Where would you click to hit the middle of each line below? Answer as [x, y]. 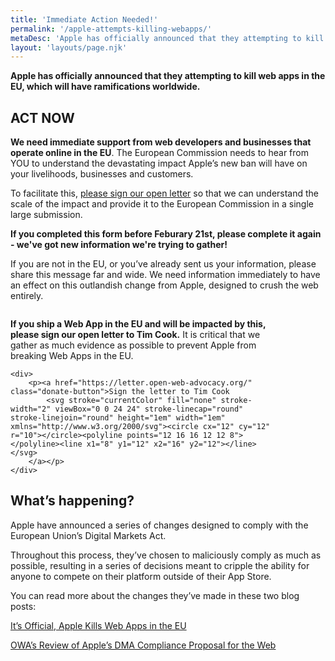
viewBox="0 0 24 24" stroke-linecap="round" [149, 409]
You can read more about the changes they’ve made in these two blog [155, 595]
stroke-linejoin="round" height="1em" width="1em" [118, 418]
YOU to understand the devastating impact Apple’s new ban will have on [159, 163]
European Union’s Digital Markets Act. [88, 535]
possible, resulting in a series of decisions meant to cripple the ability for [160, 565]
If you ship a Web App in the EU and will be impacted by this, [138, 324]
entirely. [27, 296]
